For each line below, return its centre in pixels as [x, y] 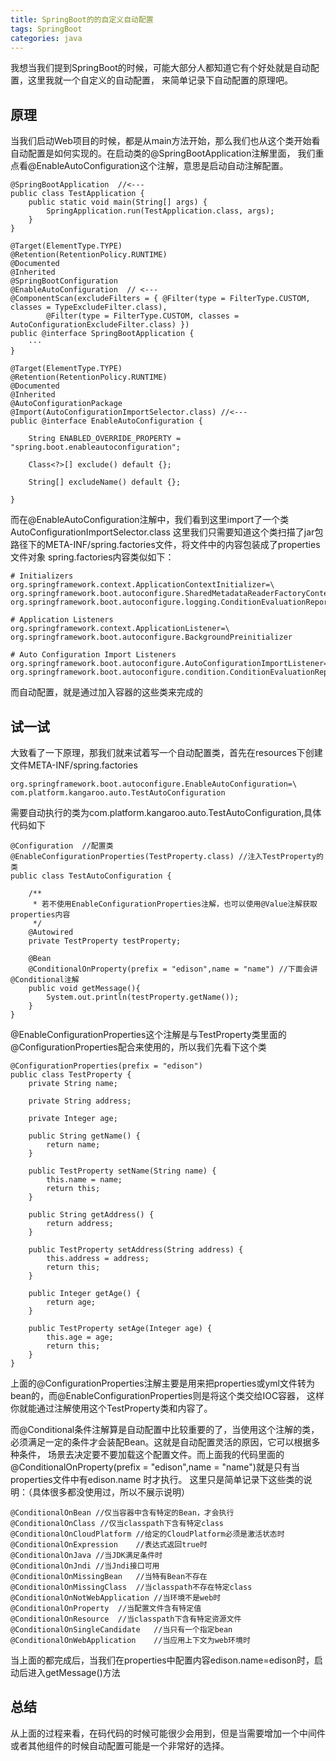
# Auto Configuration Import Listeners [93, 655]
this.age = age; [80, 1337]
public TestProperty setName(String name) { [122, 1171]
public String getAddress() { [91, 1215]
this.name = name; [84, 1180]
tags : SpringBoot [46, 29]
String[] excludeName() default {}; [105, 482]
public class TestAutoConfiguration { [91, 876]
